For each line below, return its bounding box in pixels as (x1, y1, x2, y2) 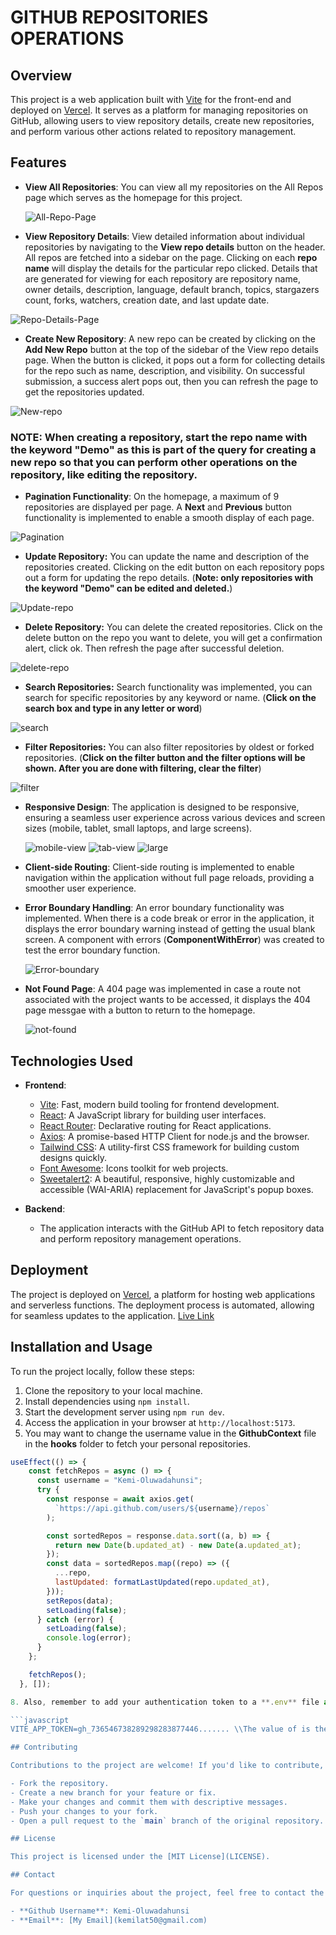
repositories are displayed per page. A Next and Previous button (24, 501, 293, 513)
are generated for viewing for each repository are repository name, (24, 272, 301, 285)
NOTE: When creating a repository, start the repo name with (10, 430, 308, 444)
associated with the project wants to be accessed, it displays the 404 (24, 994, 312, 1006)
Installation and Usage (10, 1339, 153, 1356)
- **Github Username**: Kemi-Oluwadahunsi (10, 1906, 190, 1916)
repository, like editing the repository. (10, 467, 198, 481)
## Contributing (10, 1742, 78, 1753)
